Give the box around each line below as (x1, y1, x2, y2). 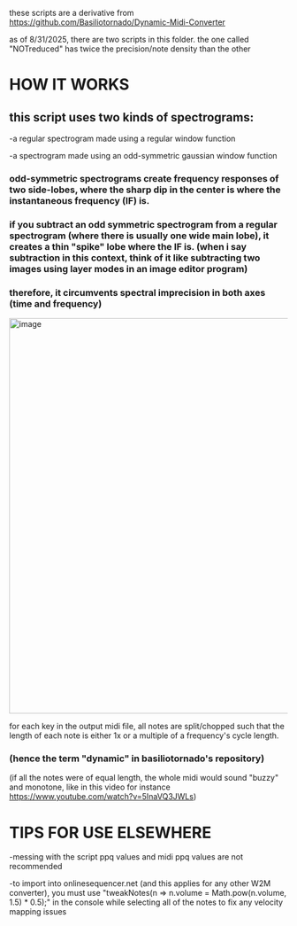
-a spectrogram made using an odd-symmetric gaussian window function (9, 151, 278, 160)
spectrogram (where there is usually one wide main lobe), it (9, 230, 270, 242)
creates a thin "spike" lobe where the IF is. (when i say (9, 240, 247, 253)
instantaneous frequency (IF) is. (9, 194, 150, 206)
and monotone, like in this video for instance (9, 782, 171, 792)
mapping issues (9, 907, 67, 917)
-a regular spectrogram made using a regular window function (9, 133, 236, 144)
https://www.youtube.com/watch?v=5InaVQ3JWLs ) (9, 791, 197, 802)
